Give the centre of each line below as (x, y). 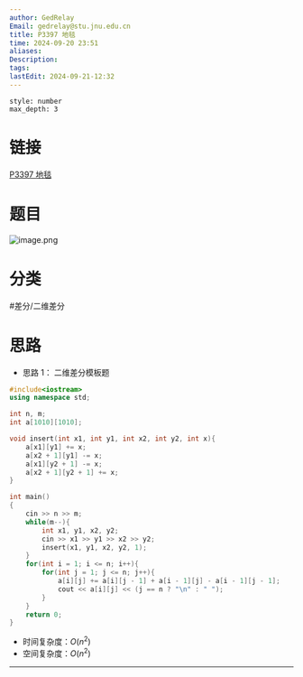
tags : (19, 69)
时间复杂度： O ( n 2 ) (57, 640)
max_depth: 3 (34, 109)
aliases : (26, 51)
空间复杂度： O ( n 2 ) (57, 653)
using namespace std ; (50, 398)
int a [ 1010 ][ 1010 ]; (46, 422)
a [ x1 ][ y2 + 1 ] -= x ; (64, 464)
